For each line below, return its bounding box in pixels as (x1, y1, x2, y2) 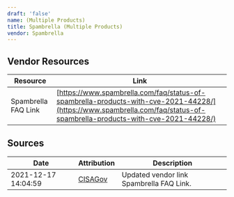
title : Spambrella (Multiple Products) (7, 23, 123, 30)
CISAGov (78, 174, 108, 184)
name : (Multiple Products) (7, 17, 86, 24)
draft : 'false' (7, 10, 52, 17)
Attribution (78, 158, 116, 168)
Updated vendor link (121, 170, 189, 180)
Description (153, 158, 193, 168)
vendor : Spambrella (7, 29, 64, 37)
